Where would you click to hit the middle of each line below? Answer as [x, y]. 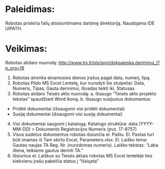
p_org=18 [15, 68]
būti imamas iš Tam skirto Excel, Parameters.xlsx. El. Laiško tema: [80, 139]
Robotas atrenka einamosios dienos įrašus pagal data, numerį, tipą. [81, 77]
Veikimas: [26, 49]
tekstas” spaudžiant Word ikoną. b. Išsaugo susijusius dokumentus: [82, 99]
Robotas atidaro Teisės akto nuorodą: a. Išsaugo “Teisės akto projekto [84, 93]
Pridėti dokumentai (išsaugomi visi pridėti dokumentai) [68, 108]
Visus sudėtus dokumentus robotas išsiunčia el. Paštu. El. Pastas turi [83, 134]
